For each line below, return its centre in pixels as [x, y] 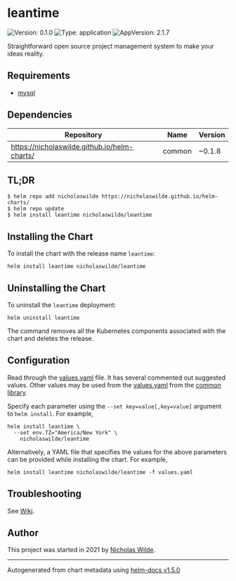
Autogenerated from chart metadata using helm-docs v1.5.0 [94, 570]
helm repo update [39, 209]
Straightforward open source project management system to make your [111, 46]
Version [212, 135]
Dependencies [40, 115]
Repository [83, 135]
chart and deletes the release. [51, 338]
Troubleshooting [45, 494]
